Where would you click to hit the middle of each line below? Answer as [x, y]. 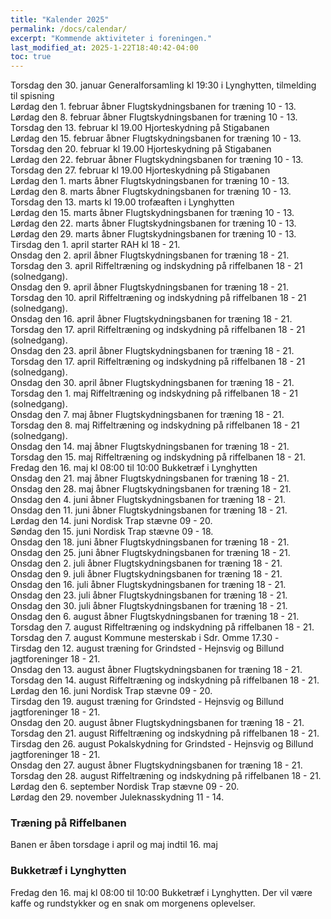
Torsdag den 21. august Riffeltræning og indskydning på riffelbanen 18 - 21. [165, 733]
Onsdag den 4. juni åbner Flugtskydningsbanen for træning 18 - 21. [148, 500]
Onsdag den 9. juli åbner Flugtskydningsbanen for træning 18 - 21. [146, 574]
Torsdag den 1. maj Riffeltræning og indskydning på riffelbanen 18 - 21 [154, 393]
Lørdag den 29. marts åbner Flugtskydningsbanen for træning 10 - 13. [153, 234]
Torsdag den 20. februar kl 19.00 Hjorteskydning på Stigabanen [141, 149]
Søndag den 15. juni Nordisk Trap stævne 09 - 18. [112, 532]
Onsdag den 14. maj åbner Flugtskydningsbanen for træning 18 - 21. [150, 447]
